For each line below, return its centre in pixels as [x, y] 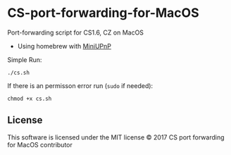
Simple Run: [25, 60]
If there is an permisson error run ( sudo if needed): [80, 85]
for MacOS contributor [40, 144]
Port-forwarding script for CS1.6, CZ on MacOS [76, 32]
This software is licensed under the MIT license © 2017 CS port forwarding [116, 137]
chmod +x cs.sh [30, 99]
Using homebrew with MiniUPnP [64, 46]
